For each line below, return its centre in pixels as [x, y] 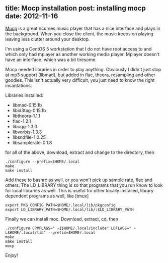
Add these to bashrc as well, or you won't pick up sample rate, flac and [79, 180]
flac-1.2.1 [22, 121]
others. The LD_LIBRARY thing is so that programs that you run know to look [84, 185]
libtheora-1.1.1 [26, 116]
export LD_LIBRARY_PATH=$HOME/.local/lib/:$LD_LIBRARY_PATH [70, 209]
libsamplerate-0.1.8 [32, 142]
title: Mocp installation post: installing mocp [75, 8]
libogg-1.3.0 [25, 126]
